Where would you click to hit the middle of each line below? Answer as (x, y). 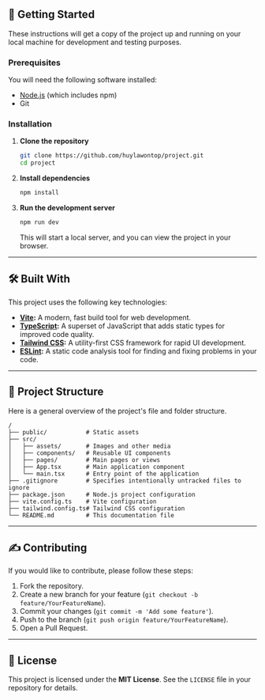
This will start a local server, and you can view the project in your (125, 237)
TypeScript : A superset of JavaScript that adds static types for (122, 326)
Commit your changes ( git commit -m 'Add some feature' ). (117, 611)
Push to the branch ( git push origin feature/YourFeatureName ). (124, 620)
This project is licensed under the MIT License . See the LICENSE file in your (129, 679)
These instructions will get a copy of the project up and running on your (125, 33)
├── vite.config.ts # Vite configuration (82, 501)
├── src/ (22, 439)
